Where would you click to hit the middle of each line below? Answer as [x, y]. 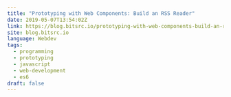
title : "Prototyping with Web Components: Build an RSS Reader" [101, 13]
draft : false [26, 83]
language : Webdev [32, 39]
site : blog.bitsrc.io [38, 32]
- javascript [32, 64]
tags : [15, 45]
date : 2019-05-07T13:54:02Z [47, 20]
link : [15, 26]
